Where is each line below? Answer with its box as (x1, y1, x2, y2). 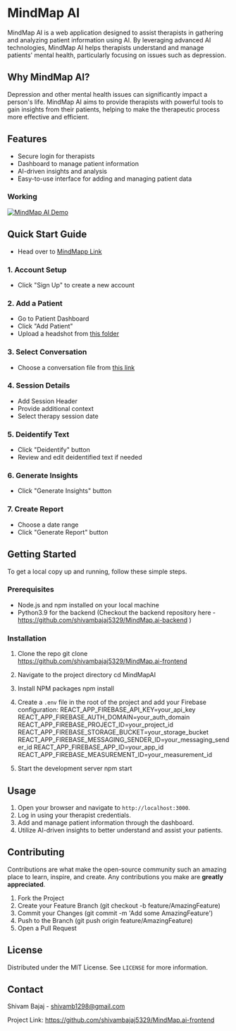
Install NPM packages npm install (17, 684, 115, 693)
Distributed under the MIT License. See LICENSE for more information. (7, 963, 208, 972)
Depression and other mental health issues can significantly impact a (7, 90, 208, 98)
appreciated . (7, 880, 46, 888)
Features (7, 133, 47, 145)
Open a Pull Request (17, 924, 77, 932)
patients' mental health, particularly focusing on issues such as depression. (7, 51, 227, 59)
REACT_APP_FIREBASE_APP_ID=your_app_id (33, 743, 164, 751)
